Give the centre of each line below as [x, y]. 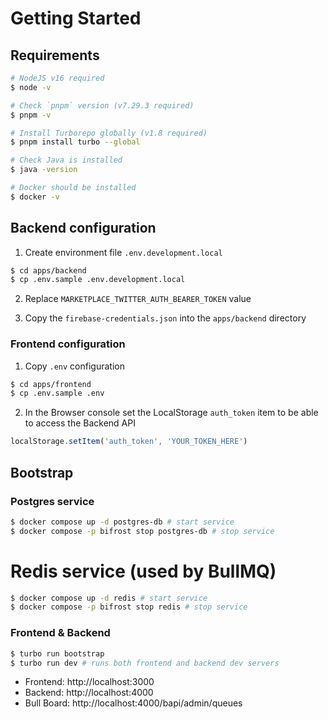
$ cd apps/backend [48, 270]
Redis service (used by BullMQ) [143, 571]
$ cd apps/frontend [51, 384]
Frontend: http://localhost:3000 [89, 682]
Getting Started [76, 18]
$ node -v [31, 87]
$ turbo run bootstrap [57, 653]
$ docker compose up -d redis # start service [109, 598]
